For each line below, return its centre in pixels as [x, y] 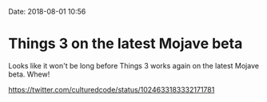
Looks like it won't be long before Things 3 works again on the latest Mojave [134, 65]
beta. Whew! [29, 74]
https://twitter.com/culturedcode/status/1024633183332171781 [112, 89]
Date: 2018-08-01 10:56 [47, 12]
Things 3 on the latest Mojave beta [126, 44]
